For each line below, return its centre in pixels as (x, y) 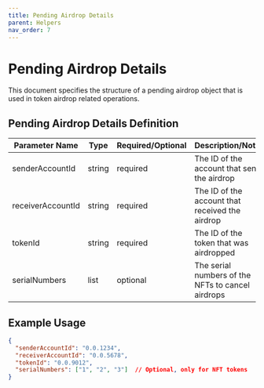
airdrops (210, 295)
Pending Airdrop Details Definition (93, 123)
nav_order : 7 (29, 30)
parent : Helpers (35, 23)
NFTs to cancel (222, 285)
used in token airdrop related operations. (74, 99)
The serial (213, 266)
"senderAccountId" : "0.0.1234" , (68, 348)
